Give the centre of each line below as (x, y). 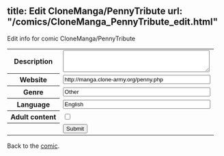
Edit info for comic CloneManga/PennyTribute (71, 38)
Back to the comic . (33, 146)
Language (33, 105)
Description (33, 62)
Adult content (33, 117)
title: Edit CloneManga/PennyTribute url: (95, 11)
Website (33, 80)
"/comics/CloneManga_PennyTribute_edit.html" (113, 22)
